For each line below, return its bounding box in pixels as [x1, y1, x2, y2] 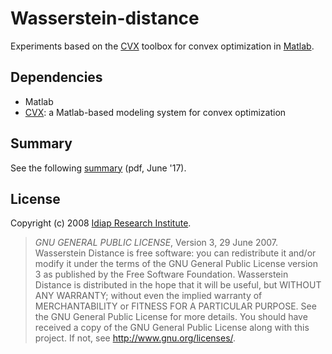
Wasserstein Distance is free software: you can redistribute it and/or [34, 247, 317, 259]
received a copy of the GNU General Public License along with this [34, 322, 310, 334]
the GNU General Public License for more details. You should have [34, 311, 308, 323]
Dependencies [10, 69, 103, 86]
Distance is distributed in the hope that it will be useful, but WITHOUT [34, 279, 322, 291]
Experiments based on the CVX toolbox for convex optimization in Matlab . [10, 40, 315, 52]
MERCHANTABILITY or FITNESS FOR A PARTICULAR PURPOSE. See [34, 300, 317, 312]
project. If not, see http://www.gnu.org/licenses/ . [34, 332, 237, 344]
